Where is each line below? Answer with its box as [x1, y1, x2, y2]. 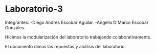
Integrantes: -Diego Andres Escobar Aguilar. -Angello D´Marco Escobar [5, 19, 149, 25]
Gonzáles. [5, 24, 25, 30]
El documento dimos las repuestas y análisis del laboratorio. [5, 43, 126, 49]
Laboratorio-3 [5, 3, 63, 15]
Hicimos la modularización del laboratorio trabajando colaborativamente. [5, 34, 152, 40]
